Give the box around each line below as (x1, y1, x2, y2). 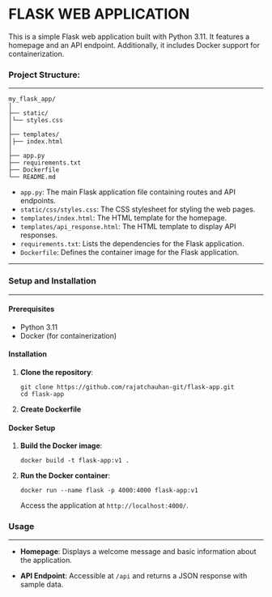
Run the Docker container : (19, 471, 111, 480)
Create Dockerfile (19, 404, 82, 414)
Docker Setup (8, 423, 56, 433)
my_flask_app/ (8, 95, 57, 104)
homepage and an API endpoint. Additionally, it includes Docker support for (8, 40, 261, 49)
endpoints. (19, 196, 57, 206)
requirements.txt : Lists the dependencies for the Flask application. (19, 239, 244, 249)
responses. (19, 230, 58, 240)
